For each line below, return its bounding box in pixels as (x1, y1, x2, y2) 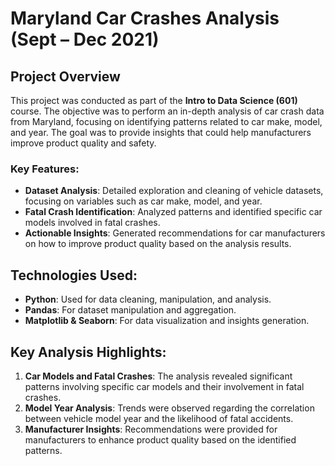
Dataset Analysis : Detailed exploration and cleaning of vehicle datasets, (24, 185, 324, 197)
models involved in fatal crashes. (24, 217, 161, 229)
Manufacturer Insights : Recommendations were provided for (24, 423, 278, 435)
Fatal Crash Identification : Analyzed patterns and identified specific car (24, 206, 323, 218)
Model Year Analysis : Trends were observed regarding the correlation (24, 402, 315, 414)
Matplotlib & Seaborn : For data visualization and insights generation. (24, 315, 310, 327)
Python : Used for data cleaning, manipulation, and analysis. (24, 293, 272, 306)
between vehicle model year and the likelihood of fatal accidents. (24, 412, 294, 424)
